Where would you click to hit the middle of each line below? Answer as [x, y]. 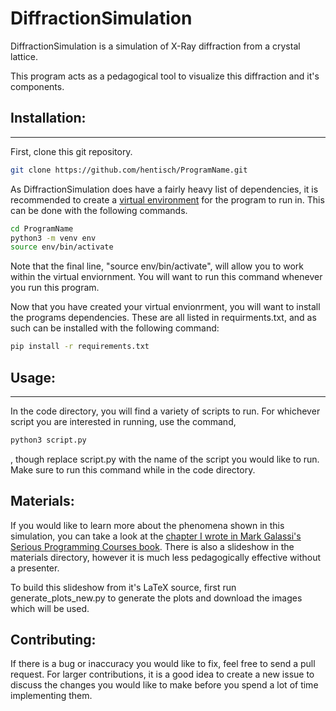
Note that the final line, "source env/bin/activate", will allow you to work [157, 266]
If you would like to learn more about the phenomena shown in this [147, 525]
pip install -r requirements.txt [80, 347]
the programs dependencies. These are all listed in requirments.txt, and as [163, 318]
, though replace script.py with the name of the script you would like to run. [165, 459]
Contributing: [53, 640]
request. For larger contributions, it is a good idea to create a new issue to [162, 674]
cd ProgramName [42, 228]
